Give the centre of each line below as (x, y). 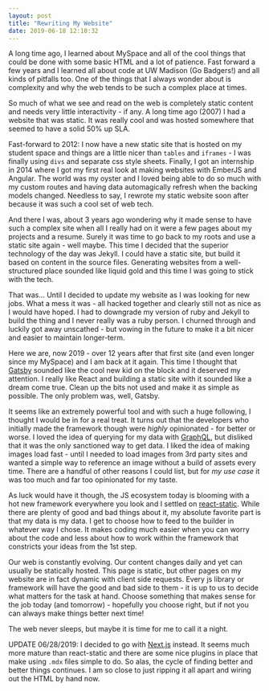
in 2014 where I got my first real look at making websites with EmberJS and (132, 170)
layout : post (30, 16)
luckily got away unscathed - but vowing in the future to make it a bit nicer (131, 329)
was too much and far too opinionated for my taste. (93, 480)
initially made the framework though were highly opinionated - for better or (132, 429)
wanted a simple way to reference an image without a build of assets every (132, 463)
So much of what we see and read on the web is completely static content (131, 103)
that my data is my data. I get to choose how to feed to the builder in (121, 521)
